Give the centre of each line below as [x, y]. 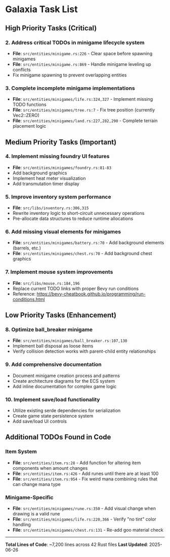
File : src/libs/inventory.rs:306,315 [51, 208]
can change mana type [36, 484]
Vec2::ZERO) [26, 116]
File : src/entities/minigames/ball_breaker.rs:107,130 [70, 341]
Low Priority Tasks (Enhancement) [61, 315]
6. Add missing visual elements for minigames [63, 232]
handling [22, 525]
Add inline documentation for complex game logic [65, 386]
